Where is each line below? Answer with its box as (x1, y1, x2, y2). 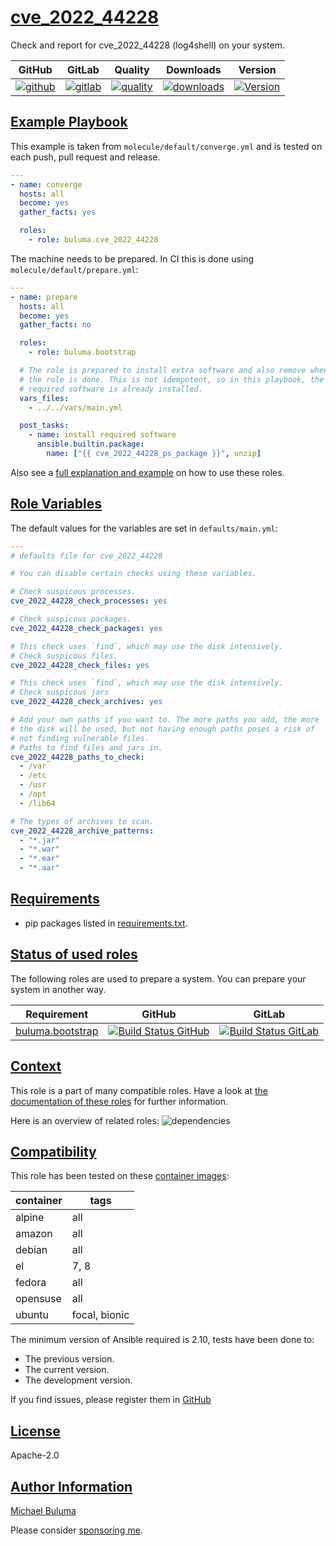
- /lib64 (19, 798, 56, 808)
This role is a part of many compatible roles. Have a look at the (10, 1084, 268, 1096)
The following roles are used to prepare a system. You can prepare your (10, 972, 307, 985)
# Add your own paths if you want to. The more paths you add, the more (10, 715, 320, 725)
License (10, 1422, 61, 1440)
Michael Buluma (10, 1504, 77, 1516)
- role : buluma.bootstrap (28, 347, 137, 358)
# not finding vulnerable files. (10, 733, 150, 743)
